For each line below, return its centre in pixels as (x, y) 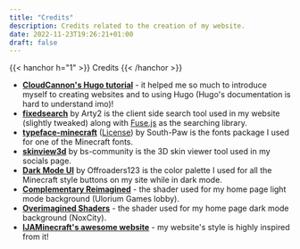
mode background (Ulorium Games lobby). (101, 199)
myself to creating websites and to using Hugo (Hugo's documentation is (156, 95)
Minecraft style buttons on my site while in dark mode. (122, 180)
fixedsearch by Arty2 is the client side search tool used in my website (151, 113)
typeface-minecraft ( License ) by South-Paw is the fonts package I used (156, 133)
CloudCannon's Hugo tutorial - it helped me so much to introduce (145, 85)
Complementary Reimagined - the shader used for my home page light (154, 189)
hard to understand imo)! (68, 104)
